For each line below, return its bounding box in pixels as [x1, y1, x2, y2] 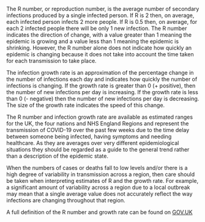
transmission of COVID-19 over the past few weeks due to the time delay [6, 127, 190, 133]
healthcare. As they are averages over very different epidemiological [6, 139, 179, 146]
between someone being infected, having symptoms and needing [6, 133, 172, 140]
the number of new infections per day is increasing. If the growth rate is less [6, 89, 199, 95]
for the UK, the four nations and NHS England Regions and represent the [6, 120, 189, 127]
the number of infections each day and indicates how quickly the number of [6, 76, 198, 83]
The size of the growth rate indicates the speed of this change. [6, 102, 165, 109]
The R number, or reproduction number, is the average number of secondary [6, 6, 199, 12]
